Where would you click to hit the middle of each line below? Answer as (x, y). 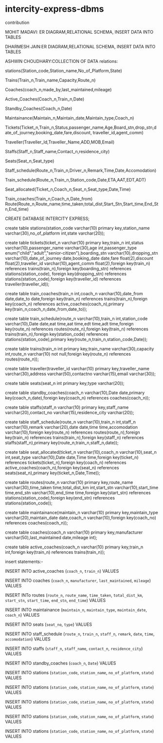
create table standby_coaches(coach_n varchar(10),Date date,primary (75, 392)
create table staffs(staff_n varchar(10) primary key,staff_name (67, 407)
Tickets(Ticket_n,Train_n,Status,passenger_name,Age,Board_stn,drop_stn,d (81, 127)
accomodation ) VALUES (28, 639)
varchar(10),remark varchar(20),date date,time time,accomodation (71, 427)
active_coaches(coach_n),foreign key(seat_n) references (62, 467)
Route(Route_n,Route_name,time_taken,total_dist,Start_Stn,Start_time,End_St (82, 204)
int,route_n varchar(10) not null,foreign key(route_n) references (68, 354)
